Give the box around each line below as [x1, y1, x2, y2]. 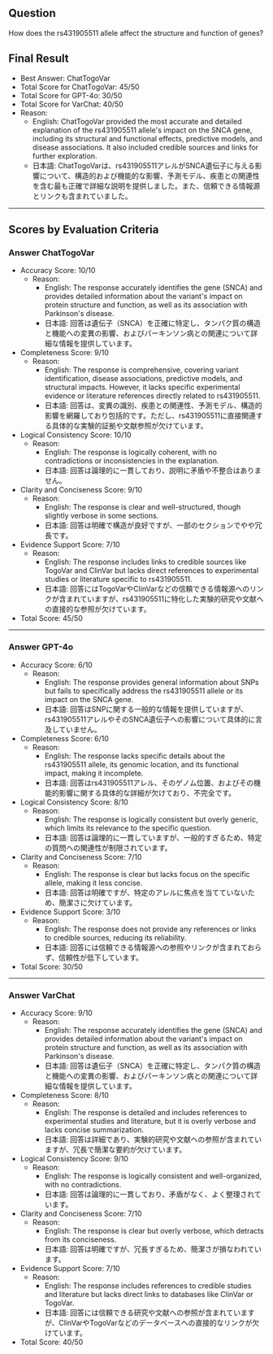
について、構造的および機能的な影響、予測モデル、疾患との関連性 [39, 171, 260, 180]
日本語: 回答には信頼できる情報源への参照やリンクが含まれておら [44, 942, 262, 952]
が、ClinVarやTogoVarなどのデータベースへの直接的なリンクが [44, 1317, 253, 1327]
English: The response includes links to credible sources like [44, 557, 247, 567]
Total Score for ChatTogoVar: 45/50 [19, 81, 140, 92]
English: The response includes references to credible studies [44, 1280, 252, 1291]
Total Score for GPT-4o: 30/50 [19, 90, 123, 100]
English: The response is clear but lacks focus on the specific [44, 869, 250, 879]
